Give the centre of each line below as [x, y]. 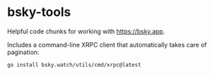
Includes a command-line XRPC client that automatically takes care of [107, 44]
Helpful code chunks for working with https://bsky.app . [86, 31]
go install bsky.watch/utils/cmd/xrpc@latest [74, 65]
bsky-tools [39, 12]
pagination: [23, 52]
